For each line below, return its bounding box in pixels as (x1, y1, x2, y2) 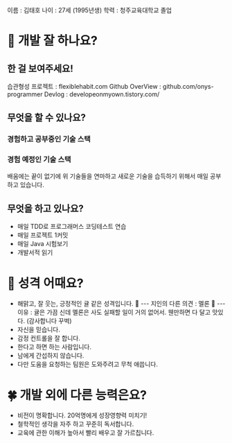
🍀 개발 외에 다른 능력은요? (7, 387, 148, 403)
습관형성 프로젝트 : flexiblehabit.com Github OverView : (7, 82, 161, 90)
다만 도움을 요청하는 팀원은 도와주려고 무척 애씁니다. (17, 360, 158, 369)
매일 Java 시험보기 (17, 240, 69, 248)
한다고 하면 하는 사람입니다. (17, 342, 92, 351)
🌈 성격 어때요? (7, 275, 84, 291)
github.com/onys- (162, 82, 214, 90)
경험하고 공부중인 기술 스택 (7, 134, 91, 144)
